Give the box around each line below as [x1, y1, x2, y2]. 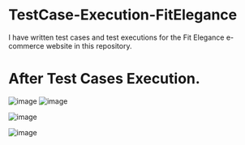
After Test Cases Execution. [8, 70, 200, 88]
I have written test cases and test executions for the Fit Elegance [8, 32, 225, 42]
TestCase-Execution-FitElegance [8, 6, 238, 24]
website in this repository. [45, 41, 132, 50]
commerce [8, 41, 45, 50]
